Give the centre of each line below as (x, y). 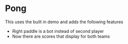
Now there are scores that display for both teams (61, 36)
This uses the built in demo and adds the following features (64, 22)
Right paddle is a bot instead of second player (58, 31)
